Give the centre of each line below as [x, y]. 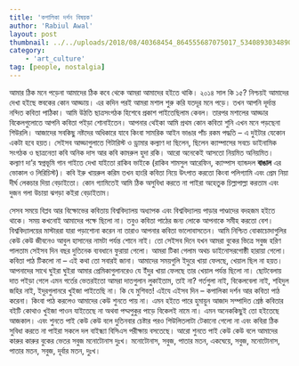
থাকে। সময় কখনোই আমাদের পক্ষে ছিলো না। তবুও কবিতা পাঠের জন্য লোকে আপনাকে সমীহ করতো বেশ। [141, 220]
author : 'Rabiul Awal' [51, 26]
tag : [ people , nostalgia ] [57, 68]
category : [28, 51]
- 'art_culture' [56, 59]
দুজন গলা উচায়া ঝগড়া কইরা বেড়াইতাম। [60, 192]
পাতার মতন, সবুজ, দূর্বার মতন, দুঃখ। [55, 350]
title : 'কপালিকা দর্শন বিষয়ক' [52, 17]
